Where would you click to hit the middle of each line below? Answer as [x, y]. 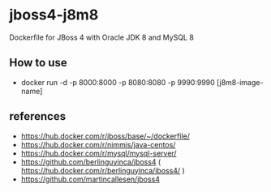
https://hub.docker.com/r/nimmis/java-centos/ [98, 144]
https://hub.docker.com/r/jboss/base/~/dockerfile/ [105, 136]
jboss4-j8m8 [54, 15]
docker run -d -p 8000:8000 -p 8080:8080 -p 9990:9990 [118, 82]
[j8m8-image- [240, 82]
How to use [38, 63]
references [38, 116]
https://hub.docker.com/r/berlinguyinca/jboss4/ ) [103, 170]
